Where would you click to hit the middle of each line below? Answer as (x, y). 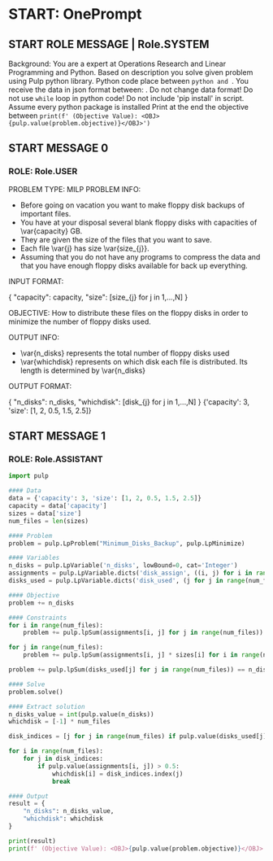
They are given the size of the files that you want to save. (116, 239)
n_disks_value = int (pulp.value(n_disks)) (81, 714)
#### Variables (34, 558)
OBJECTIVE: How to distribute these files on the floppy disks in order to (128, 312)
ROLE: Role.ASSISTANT (56, 459)
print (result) (32, 841)
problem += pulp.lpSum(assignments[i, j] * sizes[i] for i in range (141, 655)
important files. (45, 213)
